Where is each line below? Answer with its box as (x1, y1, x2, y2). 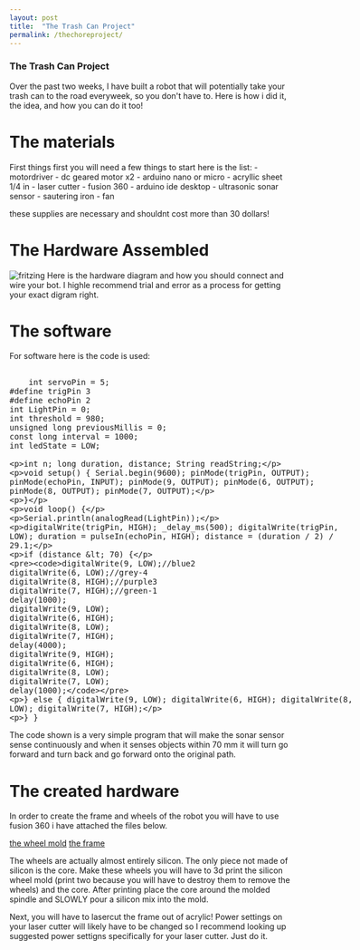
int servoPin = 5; (28, 377, 110, 388)
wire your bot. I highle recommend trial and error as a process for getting (9, 279, 281, 290)
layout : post (9, 13, 59, 23)
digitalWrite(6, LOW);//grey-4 (9, 567, 148, 578)
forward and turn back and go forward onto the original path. (9, 749, 237, 760)
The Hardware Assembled (9, 239, 210, 260)
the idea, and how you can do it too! (9, 100, 143, 111)
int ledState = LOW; (9, 441, 101, 451)
